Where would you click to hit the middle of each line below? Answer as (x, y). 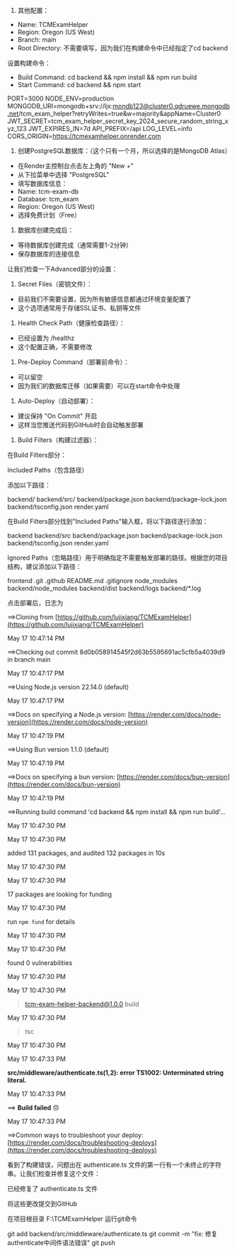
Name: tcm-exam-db (48, 191)
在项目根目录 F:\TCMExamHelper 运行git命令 (72, 1219)
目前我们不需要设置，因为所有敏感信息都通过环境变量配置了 (104, 299)
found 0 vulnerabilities (40, 963)
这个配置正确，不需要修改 (55, 347)
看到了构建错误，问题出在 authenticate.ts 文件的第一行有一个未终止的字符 (114, 1165)
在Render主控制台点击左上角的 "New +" (76, 166)
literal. (17, 1080)
